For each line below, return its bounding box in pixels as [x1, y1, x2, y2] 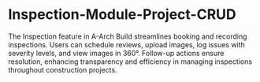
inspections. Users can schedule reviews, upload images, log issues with [8, 39, 246, 49]
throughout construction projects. [8, 65, 117, 74]
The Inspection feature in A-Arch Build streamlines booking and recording [8, 32, 247, 41]
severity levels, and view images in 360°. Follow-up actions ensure [8, 48, 225, 58]
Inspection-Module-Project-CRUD [8, 6, 236, 24]
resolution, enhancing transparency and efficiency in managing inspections [8, 57, 253, 66]
